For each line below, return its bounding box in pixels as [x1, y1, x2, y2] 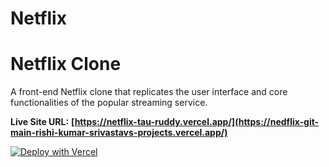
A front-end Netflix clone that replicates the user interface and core [10, 86, 288, 98]
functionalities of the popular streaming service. [10, 97, 208, 109]
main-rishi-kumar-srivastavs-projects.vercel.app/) [10, 127, 228, 139]
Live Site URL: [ [10, 116, 75, 128]
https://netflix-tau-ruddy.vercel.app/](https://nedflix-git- [74, 116, 320, 128]
